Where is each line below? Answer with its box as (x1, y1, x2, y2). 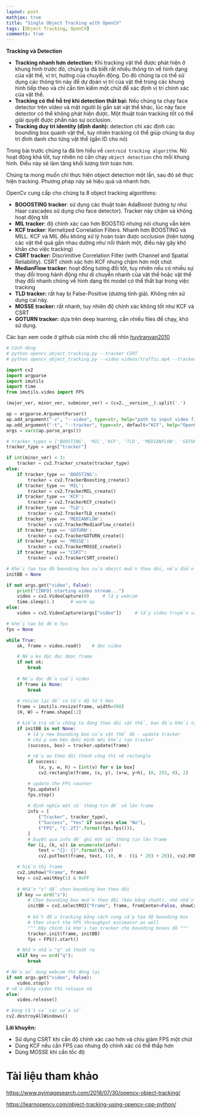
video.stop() (17, 980, 50, 986)
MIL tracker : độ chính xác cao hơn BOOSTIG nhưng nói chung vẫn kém (14, 220, 191, 228)
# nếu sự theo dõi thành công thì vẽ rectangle (28, 753, 151, 759)
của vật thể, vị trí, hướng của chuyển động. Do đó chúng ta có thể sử (14, 72, 185, 79)
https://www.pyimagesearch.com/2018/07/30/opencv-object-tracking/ (6, 1089, 181, 1096)
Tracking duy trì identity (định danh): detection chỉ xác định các (14, 123, 175, 130)
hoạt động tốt (14, 214, 49, 221)
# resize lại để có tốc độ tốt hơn (17, 698, 114, 704)
